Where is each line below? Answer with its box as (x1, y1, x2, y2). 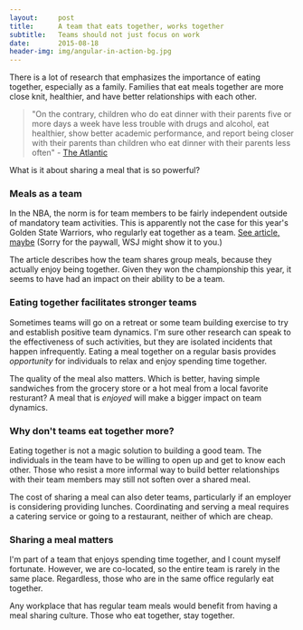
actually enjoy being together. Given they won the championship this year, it (9, 264, 292, 275)
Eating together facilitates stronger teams (9, 296, 197, 309)
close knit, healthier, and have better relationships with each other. (9, 92, 258, 102)
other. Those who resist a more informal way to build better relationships (9, 464, 280, 476)
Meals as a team (9, 188, 83, 200)
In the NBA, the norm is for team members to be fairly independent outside (9, 208, 288, 218)
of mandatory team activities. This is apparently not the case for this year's (9, 218, 289, 228)
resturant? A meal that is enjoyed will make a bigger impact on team (9, 392, 262, 403)
